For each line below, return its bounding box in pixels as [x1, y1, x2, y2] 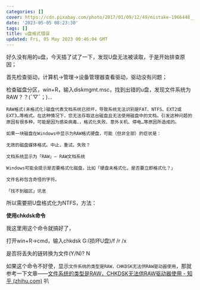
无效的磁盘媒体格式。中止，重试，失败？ [6, 142, 90, 148]
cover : [6, 14, 23, 20]
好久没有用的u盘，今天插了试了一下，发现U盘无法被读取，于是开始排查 [6, 53, 180, 60]
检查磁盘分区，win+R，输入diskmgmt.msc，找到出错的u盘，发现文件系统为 [6, 86, 192, 93]
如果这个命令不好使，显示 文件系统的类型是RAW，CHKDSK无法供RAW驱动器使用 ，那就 [6, 263, 192, 269]
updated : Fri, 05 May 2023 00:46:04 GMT [6, 36, 108, 42]
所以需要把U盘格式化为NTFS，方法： [6, 200, 97, 206]
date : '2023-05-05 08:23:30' [6, 20, 79, 26]
